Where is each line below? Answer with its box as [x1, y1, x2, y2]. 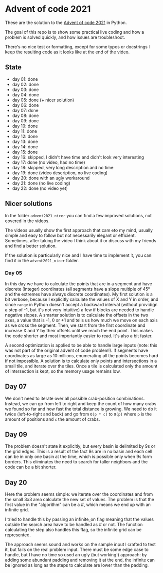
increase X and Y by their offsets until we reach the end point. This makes [5, 327, 153, 333]
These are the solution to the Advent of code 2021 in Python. [5, 20, 127, 25]
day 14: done [12, 143, 38, 150]
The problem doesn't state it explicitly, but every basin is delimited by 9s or [5, 443, 156, 449]
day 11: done [12, 128, 37, 134]
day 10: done [12, 123, 38, 129]
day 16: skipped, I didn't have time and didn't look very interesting [12, 154, 145, 160]
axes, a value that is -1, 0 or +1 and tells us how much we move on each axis [5, 317, 158, 323]
